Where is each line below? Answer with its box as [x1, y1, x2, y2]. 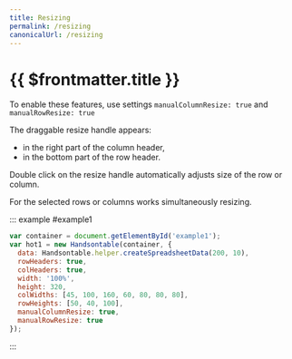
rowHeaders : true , [17, 257, 88, 266]
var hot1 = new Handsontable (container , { [9, 240, 172, 249]
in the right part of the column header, [22, 142, 165, 153]
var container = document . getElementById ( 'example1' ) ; [9, 232, 221, 241]
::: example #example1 [9, 214, 92, 225]
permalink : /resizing [9, 22, 92, 31]
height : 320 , [17, 282, 67, 291]
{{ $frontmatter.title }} [9, 69, 180, 90]
